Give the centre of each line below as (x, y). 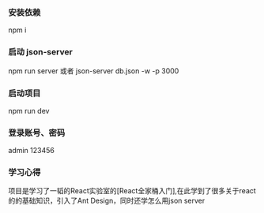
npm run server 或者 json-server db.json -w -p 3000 (94, 71)
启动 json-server (40, 52)
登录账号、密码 (37, 133)
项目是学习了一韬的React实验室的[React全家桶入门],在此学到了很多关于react (132, 191)
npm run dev (29, 110)
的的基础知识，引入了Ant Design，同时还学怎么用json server (107, 201)
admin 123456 (32, 151)
